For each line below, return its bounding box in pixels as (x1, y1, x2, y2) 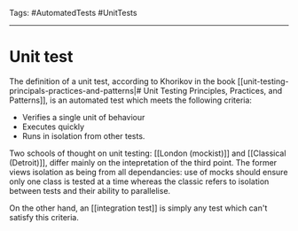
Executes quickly (21, 121, 85, 132)
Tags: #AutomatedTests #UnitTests (9, 8, 137, 18)
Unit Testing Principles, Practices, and (143, 85, 283, 96)
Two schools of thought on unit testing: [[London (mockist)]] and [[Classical (9, 148, 286, 158)
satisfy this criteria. (9, 212, 80, 222)
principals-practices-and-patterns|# (9, 85, 142, 96)
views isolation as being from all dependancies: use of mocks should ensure (9, 166, 288, 177)
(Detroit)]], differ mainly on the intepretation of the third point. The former (9, 157, 278, 167)
